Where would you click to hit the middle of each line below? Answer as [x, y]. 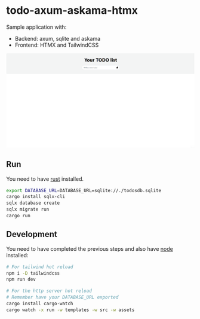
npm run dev [21, 279]
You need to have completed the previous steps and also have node [90, 248]
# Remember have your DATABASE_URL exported [62, 297]
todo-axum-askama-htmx [72, 10]
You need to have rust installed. [45, 179]
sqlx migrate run [28, 209]
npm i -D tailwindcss [33, 273]
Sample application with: [36, 27]
